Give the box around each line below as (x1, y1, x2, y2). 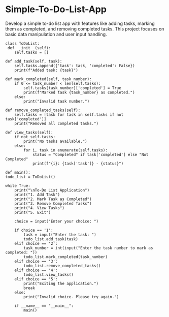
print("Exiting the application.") (23, 281, 99, 286)
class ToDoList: (5, 41, 40, 46)
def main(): (5, 170, 30, 175)
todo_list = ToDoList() (5, 174, 56, 179)
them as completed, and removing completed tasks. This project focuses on (5, 25, 164, 31)
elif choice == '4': (14, 268, 58, 273)
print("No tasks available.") (23, 139, 87, 144)
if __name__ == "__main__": (14, 303, 74, 308)
